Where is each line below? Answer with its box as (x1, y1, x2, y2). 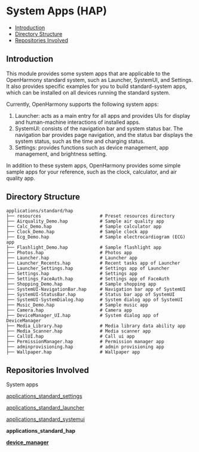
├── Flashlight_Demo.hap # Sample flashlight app (6, 244, 162, 251)
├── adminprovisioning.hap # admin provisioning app (6, 344, 164, 350)
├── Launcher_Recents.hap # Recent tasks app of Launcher (6, 260, 180, 266)
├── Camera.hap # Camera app (6, 307, 133, 313)
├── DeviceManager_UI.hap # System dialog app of (6, 312, 160, 318)
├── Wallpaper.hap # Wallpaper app (6, 349, 140, 355)
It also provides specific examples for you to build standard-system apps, (6, 83, 187, 90)
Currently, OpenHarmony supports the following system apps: (6, 100, 159, 108)
